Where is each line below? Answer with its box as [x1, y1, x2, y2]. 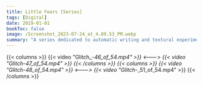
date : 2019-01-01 [6, 20, 50, 26]
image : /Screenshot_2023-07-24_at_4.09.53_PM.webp [6, 31, 137, 37]
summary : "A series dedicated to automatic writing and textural [6, 37, 174, 43]
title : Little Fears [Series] [6, 8, 83, 15]
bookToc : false [6, 25, 45, 32]
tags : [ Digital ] [6, 14, 47, 20]
